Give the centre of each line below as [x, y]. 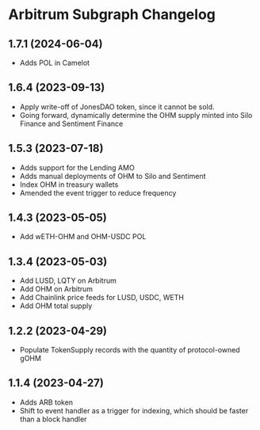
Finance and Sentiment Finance [71, 124]
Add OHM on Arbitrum [56, 289]
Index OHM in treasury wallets [69, 185]
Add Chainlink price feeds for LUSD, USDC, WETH [102, 298]
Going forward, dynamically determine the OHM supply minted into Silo [136, 115]
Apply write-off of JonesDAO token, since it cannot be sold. [117, 107]
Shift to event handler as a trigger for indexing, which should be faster [134, 410]
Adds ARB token [46, 402]
